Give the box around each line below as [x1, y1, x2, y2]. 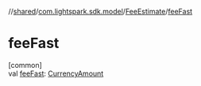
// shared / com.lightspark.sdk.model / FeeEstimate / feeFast [8, 7, 193, 16]
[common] [8, 60, 42, 69]
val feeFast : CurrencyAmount [8, 69, 104, 78]
